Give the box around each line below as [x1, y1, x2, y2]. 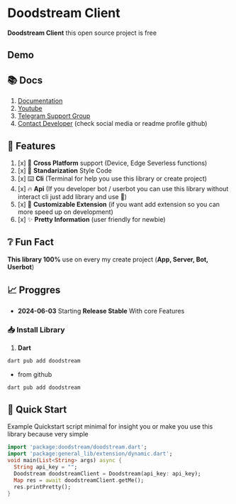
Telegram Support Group [17, 112, 91, 120]
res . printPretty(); [13, 483, 72, 490]
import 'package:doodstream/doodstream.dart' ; [7, 444, 147, 451]
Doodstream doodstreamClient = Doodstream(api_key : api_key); [13, 470, 201, 477]
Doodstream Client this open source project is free [7, 28, 157, 37]
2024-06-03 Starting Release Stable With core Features [17, 306, 185, 315]
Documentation [17, 97, 63, 105]
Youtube [17, 104, 43, 113]
